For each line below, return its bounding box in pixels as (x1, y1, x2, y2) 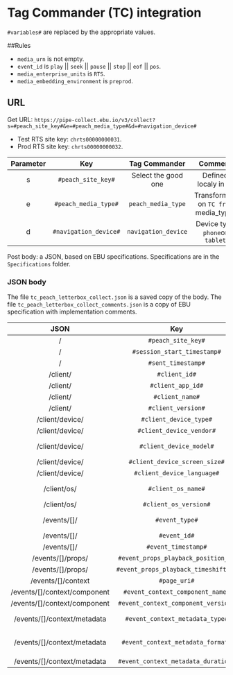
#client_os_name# (148, 485, 206, 493)
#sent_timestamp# (148, 359, 206, 367)
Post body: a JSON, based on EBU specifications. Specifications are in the (7, 252, 220, 261)
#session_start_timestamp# (132, 348, 222, 356)
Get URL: (7, 115, 33, 123)
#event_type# (155, 516, 198, 524)
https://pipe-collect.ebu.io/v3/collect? (34, 117, 156, 123)
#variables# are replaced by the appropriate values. (7, 28, 156, 36)
